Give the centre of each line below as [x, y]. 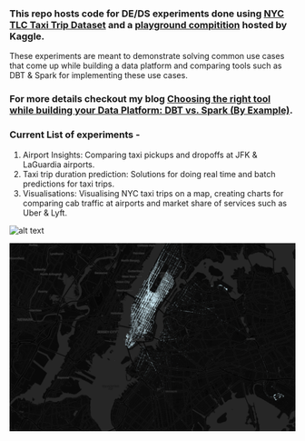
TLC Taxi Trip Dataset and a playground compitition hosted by [148, 25]
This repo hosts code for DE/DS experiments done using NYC [147, 14]
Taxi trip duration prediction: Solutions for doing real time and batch [149, 174]
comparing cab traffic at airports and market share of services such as [155, 203]
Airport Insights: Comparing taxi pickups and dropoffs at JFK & [140, 155]
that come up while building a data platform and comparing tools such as [146, 65]
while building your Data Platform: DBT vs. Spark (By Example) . [151, 110]
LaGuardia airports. [59, 164]
